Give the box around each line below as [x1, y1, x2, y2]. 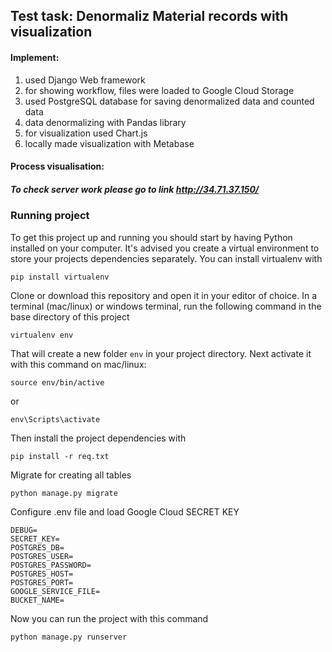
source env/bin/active [10, 377, 105, 388]
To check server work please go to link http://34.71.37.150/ [10, 183, 260, 195]
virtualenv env [10, 330, 74, 340]
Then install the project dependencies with [10, 432, 187, 444]
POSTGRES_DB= [10, 542, 65, 553]
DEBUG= [10, 525, 38, 535]
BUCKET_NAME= [10, 595, 65, 605]
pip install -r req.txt [10, 451, 110, 461]
